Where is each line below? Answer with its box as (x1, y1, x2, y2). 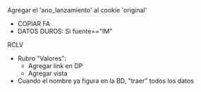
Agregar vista (28, 70, 68, 77)
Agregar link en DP (28, 62, 83, 70)
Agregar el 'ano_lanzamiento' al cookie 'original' (7, 6, 147, 14)
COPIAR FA (17, 20, 51, 27)
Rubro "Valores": (17, 54, 67, 63)
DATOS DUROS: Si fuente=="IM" (17, 27, 113, 35)
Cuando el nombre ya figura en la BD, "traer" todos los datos (17, 77, 194, 85)
